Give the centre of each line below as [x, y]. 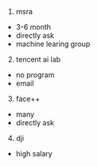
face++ [28, 99]
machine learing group [53, 44]
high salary [34, 154]
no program [35, 75]
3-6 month [33, 27]
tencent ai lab [38, 59]
